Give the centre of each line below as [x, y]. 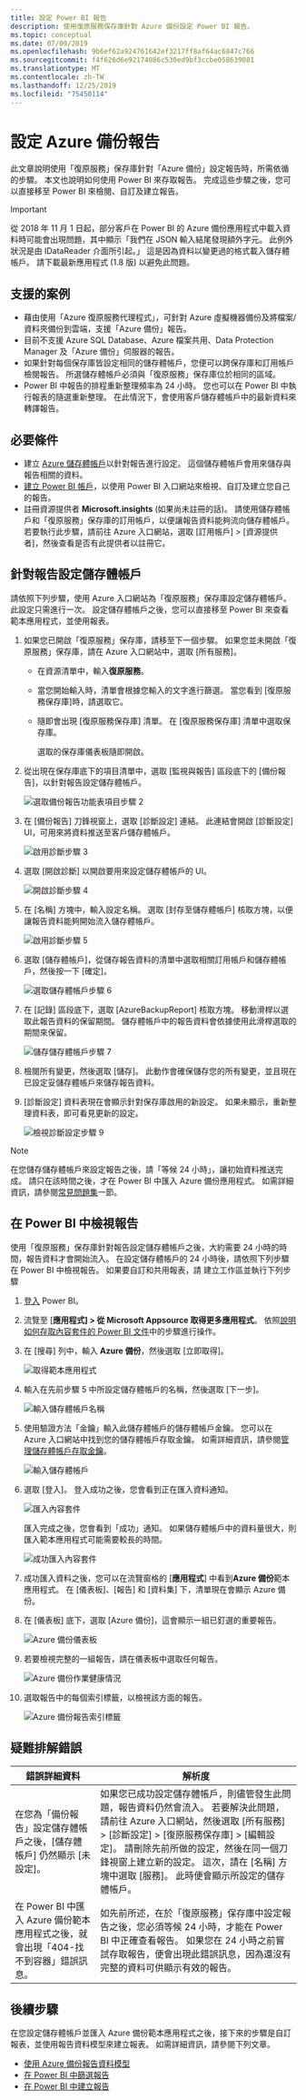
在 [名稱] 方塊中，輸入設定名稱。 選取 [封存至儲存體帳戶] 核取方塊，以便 [158, 909]
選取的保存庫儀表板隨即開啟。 [93, 751]
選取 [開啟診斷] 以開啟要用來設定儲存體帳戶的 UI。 [117, 870]
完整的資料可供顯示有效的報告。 [168, 1967]
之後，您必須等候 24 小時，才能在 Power [196, 1926]
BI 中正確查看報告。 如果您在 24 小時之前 [188, 1940]
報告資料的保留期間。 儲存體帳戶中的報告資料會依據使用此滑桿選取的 [168, 1020]
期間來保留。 [47, 1032]
